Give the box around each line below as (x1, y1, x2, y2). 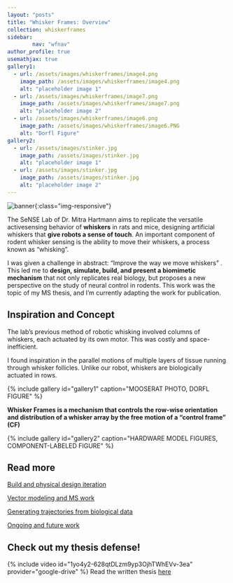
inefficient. (7, 342, 38, 351)
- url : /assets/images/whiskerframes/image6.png (13, 115, 158, 122)
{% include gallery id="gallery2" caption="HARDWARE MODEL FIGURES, (7, 434, 218, 442)
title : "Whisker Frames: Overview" (7, 18, 111, 26)
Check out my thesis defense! (7, 541, 141, 554)
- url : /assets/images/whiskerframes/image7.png (13, 93, 158, 100)
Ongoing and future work (7, 521, 80, 530)
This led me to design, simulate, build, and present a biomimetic (7, 266, 196, 274)
